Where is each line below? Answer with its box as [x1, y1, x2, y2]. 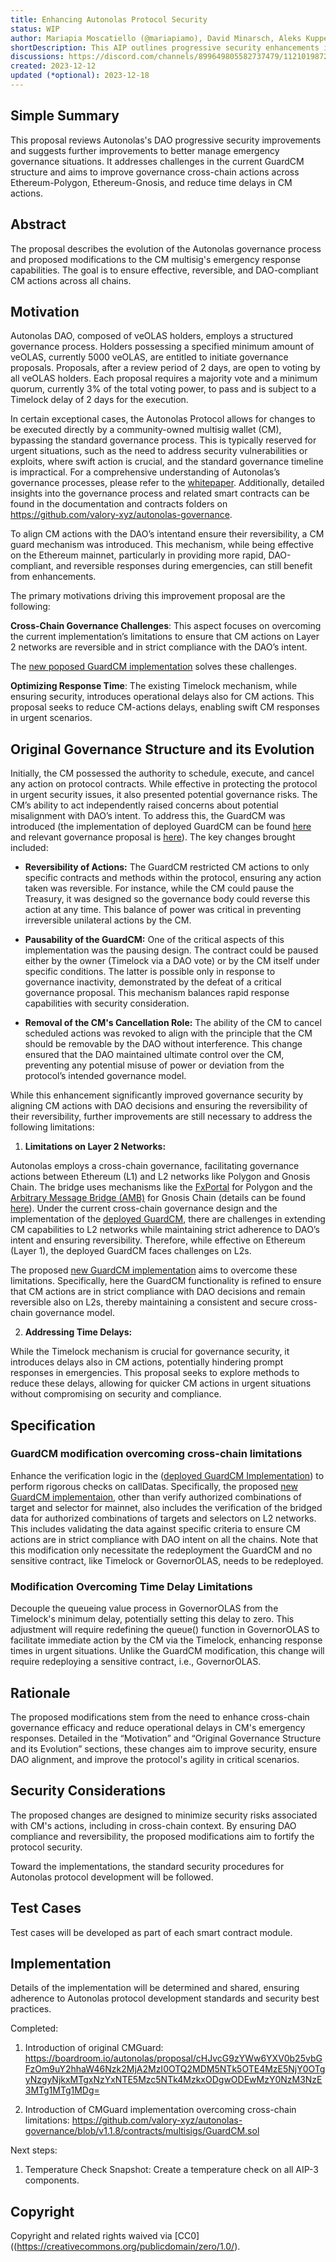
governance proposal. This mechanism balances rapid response [24, 987, 290, 999]
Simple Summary [10, 107, 120, 125]
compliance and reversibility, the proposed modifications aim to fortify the [10, 1830, 315, 1842]
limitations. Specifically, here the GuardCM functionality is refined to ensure [10, 1275, 322, 1287]
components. [24, 2174, 80, 2186]
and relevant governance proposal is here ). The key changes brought [10, 831, 296, 843]
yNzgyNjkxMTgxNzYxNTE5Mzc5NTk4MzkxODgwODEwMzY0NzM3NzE [24, 2074, 323, 2086]
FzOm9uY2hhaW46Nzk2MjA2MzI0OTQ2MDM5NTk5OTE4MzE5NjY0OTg [24, 2063, 326, 2075]
